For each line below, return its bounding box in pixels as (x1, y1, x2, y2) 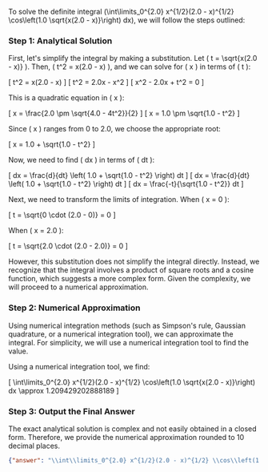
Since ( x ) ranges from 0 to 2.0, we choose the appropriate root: (8, 124, 222, 134)
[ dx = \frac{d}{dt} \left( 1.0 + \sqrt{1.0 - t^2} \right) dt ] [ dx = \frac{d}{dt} (8, 171, 250, 180)
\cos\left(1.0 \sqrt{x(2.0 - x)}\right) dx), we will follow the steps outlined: (8, 15, 246, 25)
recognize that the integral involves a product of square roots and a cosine (8, 265, 254, 275)
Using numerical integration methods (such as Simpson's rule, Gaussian (8, 321, 246, 330)
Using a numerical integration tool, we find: (8, 361, 150, 371)
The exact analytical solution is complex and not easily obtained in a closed (8, 424, 258, 434)
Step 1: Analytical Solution (8, 35, 113, 46)
